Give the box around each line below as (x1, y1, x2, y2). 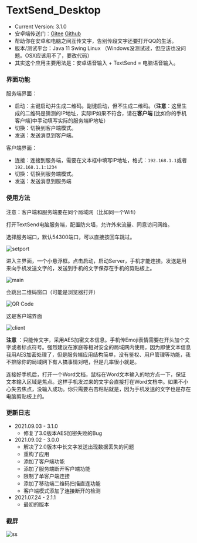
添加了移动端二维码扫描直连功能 (23, 480, 101, 487)
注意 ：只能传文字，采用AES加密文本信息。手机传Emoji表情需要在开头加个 (6, 336, 185, 343)
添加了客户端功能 (23, 458, 65, 465)
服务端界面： (6, 90, 37, 97)
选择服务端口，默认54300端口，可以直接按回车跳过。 (6, 233, 135, 240)
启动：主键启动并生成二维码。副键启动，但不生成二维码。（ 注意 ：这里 (14, 102, 182, 109)
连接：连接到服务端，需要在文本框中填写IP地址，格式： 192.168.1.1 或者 (14, 157, 188, 164)
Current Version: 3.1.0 (14, 23, 67, 30)
